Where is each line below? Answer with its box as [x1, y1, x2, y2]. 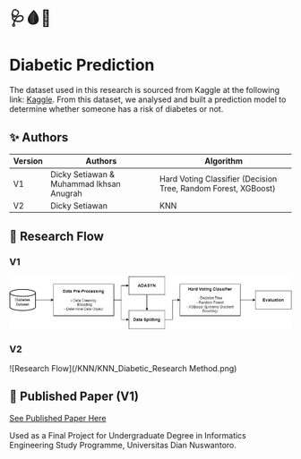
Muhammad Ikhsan [50, 178, 121, 189]
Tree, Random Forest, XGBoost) [159, 183, 276, 194]
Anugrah [50, 188, 82, 199]
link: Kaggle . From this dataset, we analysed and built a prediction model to [9, 94, 287, 105]
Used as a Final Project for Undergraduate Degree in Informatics [9, 429, 246, 440]
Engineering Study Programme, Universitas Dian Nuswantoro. [9, 439, 237, 450]
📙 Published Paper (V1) [9, 389, 139, 404]
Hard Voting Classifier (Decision [159, 174, 278, 184]
